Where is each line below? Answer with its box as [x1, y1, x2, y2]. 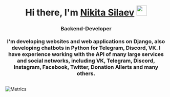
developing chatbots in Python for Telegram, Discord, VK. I [11, 44, 161, 51]
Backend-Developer [60, 25, 112, 32]
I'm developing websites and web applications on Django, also [7, 38, 165, 45]
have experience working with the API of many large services [8, 51, 164, 58]
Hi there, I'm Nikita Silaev [25, 7, 135, 18]
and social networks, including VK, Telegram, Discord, [17, 57, 155, 64]
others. [76, 70, 96, 77]
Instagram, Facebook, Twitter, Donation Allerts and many [13, 64, 159, 71]
